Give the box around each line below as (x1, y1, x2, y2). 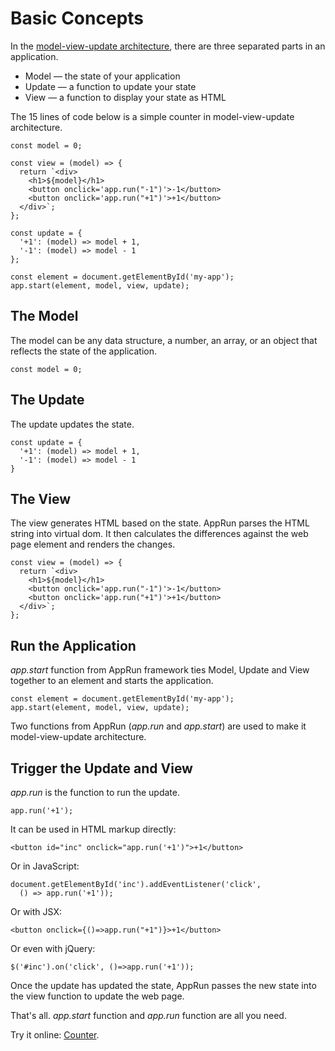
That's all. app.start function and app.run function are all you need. (10, 1010, 287, 1021)
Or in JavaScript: (10, 860, 80, 872)
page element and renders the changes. (10, 538, 176, 551)
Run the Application (10, 637, 137, 654)
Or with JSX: (10, 906, 62, 917)
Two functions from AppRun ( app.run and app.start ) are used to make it (10, 720, 307, 732)
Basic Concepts (10, 7, 145, 30)
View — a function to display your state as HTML (24, 91, 227, 103)
